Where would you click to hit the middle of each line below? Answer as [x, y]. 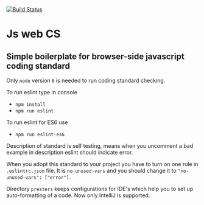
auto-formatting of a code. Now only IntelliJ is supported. [78, 195]
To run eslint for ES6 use [37, 122]
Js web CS [33, 34]
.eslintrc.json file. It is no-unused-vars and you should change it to [91, 171]
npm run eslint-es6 [40, 134]
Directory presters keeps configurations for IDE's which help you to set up [100, 189]
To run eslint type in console [42, 92]
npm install [30, 105]
